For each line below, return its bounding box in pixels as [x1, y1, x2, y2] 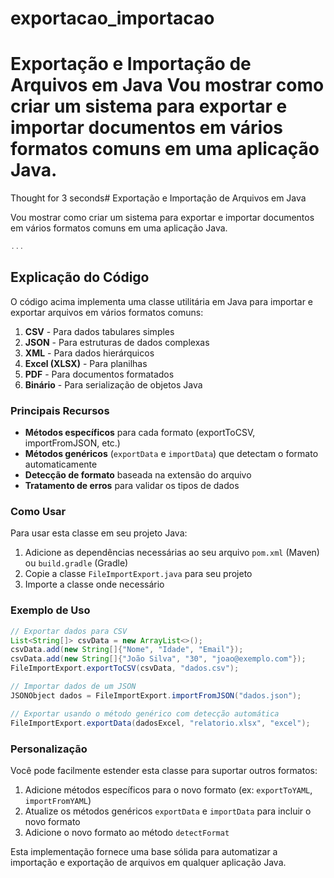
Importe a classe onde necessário [24, 578, 165, 591]
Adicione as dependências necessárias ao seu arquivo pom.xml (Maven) [24, 547, 320, 559]
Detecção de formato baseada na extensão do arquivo [24, 469, 252, 481]
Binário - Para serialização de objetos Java [24, 378, 203, 391]
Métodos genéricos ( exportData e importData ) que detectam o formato [24, 448, 319, 460]
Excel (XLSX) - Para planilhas [24, 357, 148, 369]
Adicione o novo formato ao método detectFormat [24, 826, 230, 838]
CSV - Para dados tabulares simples [24, 325, 175, 337]
